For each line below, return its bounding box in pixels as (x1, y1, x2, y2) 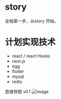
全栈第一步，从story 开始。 (5, 18, 59, 24)
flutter (12, 68, 24, 74)
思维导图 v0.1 (5, 88, 31, 94)
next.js (12, 58, 25, 64)
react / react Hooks (12, 53, 50, 59)
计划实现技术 (5, 37, 56, 48)
